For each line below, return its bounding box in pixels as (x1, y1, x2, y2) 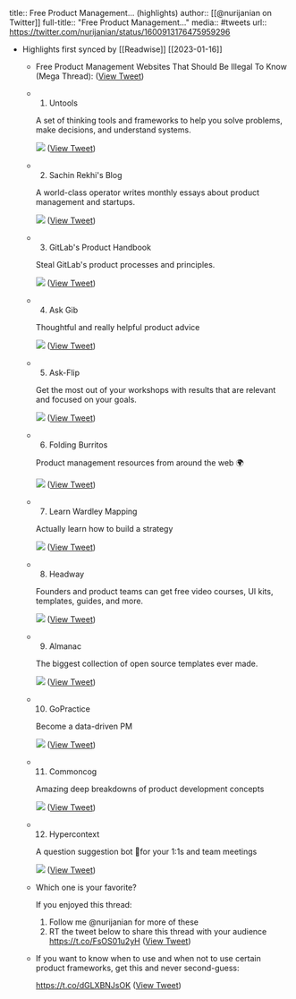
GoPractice (48, 704, 91, 714)
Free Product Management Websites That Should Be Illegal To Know (35, 62, 288, 72)
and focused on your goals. (35, 394, 137, 405)
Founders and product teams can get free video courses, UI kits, (35, 586, 274, 596)
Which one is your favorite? (35, 882, 137, 892)
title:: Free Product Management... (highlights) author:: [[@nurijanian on (9, 8, 273, 18)
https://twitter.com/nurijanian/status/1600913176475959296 (9, 27, 231, 37)
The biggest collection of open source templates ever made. (35, 658, 258, 669)
